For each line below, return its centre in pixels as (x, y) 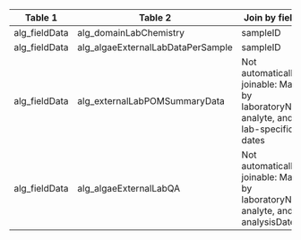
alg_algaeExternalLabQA (129, 189)
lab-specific (267, 129)
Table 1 (42, 17)
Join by (259, 17)
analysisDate (268, 222)
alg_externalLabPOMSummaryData (151, 101)
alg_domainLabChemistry (131, 33)
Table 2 (155, 17)
